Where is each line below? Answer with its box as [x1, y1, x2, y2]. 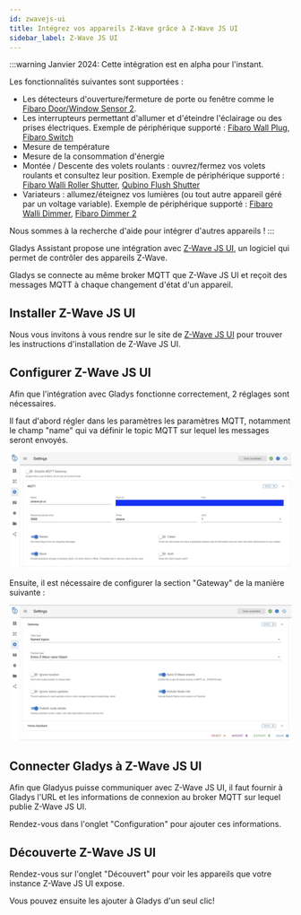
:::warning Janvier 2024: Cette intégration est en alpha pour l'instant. [9, 59, 264, 70]
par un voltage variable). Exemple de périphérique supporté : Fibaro [21, 198, 273, 210]
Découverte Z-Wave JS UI [9, 844, 157, 860]
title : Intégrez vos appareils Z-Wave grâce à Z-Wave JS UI [9, 23, 239, 33]
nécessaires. [9, 398, 56, 408]
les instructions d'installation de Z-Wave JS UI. [9, 339, 181, 350]
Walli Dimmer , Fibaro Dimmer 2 [21, 208, 137, 219]
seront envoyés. [9, 435, 69, 445]
